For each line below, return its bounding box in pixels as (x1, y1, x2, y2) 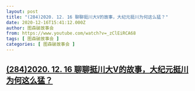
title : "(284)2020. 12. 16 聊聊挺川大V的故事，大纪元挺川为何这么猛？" (6, 14, 168, 20)
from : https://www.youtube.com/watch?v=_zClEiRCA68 (6, 31, 136, 36)
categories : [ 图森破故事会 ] (6, 42, 75, 48)
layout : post (6, 8, 38, 15)
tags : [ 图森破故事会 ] (6, 36, 59, 42)
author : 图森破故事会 (6, 25, 54, 31)
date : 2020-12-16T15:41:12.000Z (6, 19, 86, 25)
